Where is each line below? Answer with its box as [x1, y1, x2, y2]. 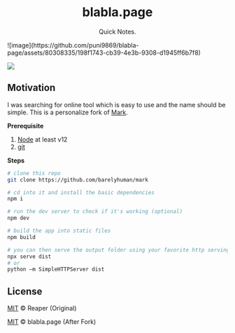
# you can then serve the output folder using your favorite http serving [7, 246, 230, 253]
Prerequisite [7, 121, 44, 130]
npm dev [7, 215, 30, 222]
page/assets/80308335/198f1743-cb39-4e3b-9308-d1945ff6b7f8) [7, 48, 201, 57]
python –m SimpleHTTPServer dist [7, 266, 105, 273]
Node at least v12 [17, 135, 68, 144]
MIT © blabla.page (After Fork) [7, 318, 97, 326]
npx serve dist [7, 253, 52, 260]
